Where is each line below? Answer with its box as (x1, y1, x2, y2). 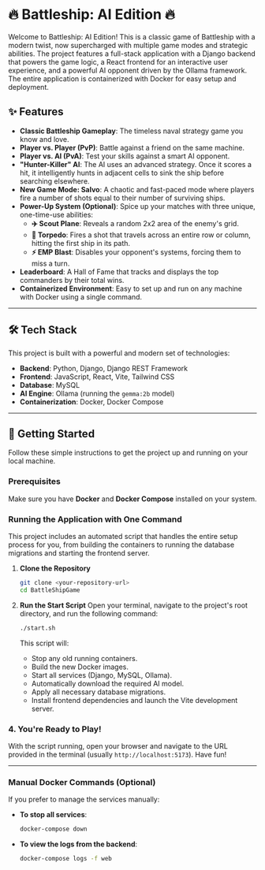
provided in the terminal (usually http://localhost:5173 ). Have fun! (8, 749, 227, 759)
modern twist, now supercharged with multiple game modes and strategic (8, 40, 248, 50)
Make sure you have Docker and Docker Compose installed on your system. (8, 494, 258, 504)
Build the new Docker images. (31, 662, 129, 671)
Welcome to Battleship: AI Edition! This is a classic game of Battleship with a (8, 32, 256, 41)
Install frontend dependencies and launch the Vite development (31, 695, 238, 705)
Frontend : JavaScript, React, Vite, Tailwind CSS (19, 372, 175, 381)
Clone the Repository (19, 563, 91, 573)
